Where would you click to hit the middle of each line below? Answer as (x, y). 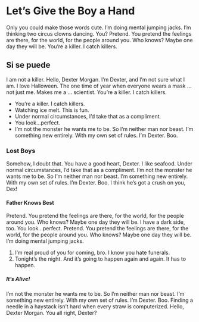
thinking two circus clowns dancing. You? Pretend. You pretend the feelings (99, 33)
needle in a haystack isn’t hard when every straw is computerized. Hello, (95, 307)
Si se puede (28, 65)
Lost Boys (21, 151)
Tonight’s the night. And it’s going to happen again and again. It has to (100, 259)
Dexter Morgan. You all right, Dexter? (52, 313)
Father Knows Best (30, 202)
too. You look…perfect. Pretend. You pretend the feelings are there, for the (97, 229)
